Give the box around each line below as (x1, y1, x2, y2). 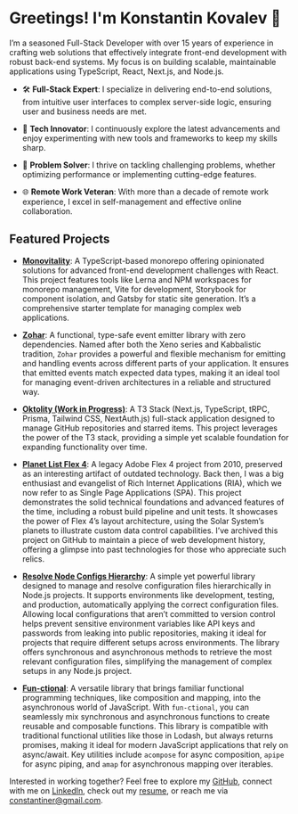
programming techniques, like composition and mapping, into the (21, 692, 261, 703)
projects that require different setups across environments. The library (21, 637, 280, 647)
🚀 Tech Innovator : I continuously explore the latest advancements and (21, 123, 280, 134)
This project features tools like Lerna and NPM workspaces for (21, 274, 252, 284)
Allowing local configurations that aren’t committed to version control (21, 608, 276, 619)
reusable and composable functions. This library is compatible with (21, 720, 269, 731)
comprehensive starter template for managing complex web (21, 302, 242, 313)
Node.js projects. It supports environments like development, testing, (21, 589, 276, 600)
